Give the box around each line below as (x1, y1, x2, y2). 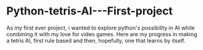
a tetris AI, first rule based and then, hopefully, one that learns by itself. (6, 37, 186, 44)
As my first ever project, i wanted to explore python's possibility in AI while (6, 24, 195, 31)
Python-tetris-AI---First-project (6, 4, 173, 18)
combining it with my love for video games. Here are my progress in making (6, 30, 197, 37)
